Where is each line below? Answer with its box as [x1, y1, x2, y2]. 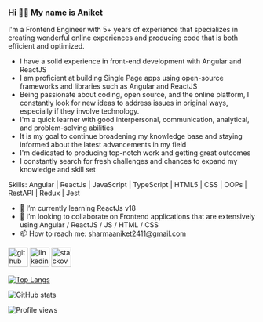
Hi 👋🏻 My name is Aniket [8, 7, 104, 18]
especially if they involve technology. [19, 107, 140, 116]
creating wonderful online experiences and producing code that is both [8, 33, 239, 42]
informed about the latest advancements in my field [19, 140, 187, 150]
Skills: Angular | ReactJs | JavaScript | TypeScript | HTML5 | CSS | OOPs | [8, 180, 247, 190]
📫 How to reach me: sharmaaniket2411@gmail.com [19, 229, 187, 238]
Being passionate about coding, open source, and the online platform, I [19, 90, 250, 99]
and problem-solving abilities [19, 123, 114, 132]
